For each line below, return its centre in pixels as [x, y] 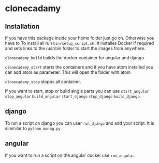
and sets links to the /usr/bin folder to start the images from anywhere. [75, 48]
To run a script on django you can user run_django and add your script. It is [80, 123]
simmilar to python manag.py [33, 128]
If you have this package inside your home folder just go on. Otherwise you [80, 38]
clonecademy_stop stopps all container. [43, 81]
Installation [22, 26]
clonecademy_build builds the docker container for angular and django [74, 58]
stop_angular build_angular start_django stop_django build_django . [73, 96]
